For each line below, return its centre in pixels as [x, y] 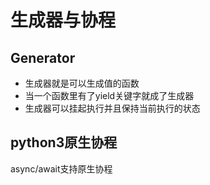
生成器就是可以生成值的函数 [82, 83]
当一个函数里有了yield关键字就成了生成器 [109, 95]
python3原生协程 [64, 142]
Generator [43, 57]
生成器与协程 [63, 20]
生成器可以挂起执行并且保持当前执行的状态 [112, 108]
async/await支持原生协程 [61, 168]
